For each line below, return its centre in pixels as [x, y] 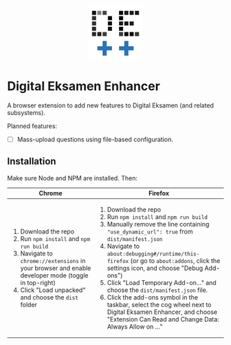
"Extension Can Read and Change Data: [163, 319]
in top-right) [38, 282]
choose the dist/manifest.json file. [157, 290]
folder [29, 304]
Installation [32, 161]
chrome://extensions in [53, 260]
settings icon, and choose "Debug [155, 268]
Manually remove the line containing [158, 224]
